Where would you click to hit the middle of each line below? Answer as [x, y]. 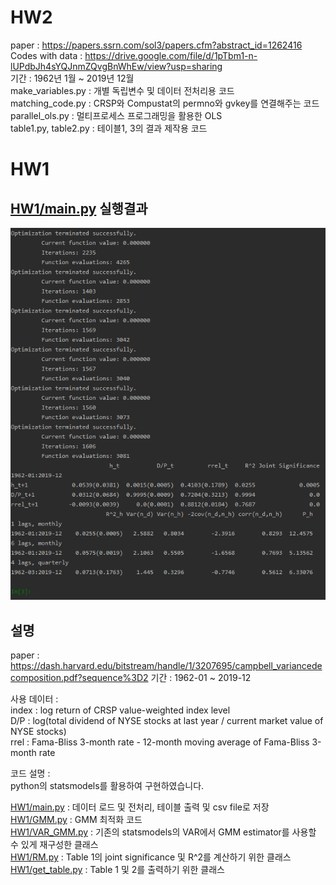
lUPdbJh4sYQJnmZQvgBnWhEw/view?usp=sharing [116, 66]
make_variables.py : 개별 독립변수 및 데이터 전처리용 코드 [122, 90]
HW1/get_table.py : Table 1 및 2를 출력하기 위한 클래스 [117, 870]
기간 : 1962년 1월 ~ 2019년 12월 [72, 78]
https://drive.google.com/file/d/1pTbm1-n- [171, 55]
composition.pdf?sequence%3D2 [79, 678]
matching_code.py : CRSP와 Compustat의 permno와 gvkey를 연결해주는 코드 [165, 103]
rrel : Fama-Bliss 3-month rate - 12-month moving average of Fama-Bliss [160, 742]
